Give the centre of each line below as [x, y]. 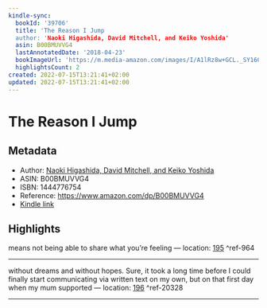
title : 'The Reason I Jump [60, 30]
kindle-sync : [30, 16]
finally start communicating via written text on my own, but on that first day [131, 279]
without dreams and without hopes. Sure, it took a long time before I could [130, 271]
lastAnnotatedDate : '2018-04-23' [71, 53]
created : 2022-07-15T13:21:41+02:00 [69, 75]
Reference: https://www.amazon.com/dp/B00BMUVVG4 [112, 195]
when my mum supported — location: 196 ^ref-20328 [96, 288]
